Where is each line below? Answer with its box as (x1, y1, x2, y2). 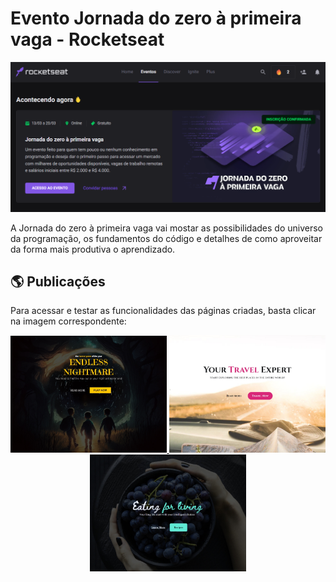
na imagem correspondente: (10, 315, 127, 327)
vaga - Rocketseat (10, 28, 165, 51)
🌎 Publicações (10, 273, 106, 291)
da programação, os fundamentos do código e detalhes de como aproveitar (10, 232, 323, 244)
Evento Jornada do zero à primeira (10, 7, 302, 30)
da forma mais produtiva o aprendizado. (10, 243, 176, 255)
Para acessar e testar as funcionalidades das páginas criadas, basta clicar (10, 305, 317, 317)
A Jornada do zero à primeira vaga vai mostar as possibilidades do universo (10, 222, 324, 234)
